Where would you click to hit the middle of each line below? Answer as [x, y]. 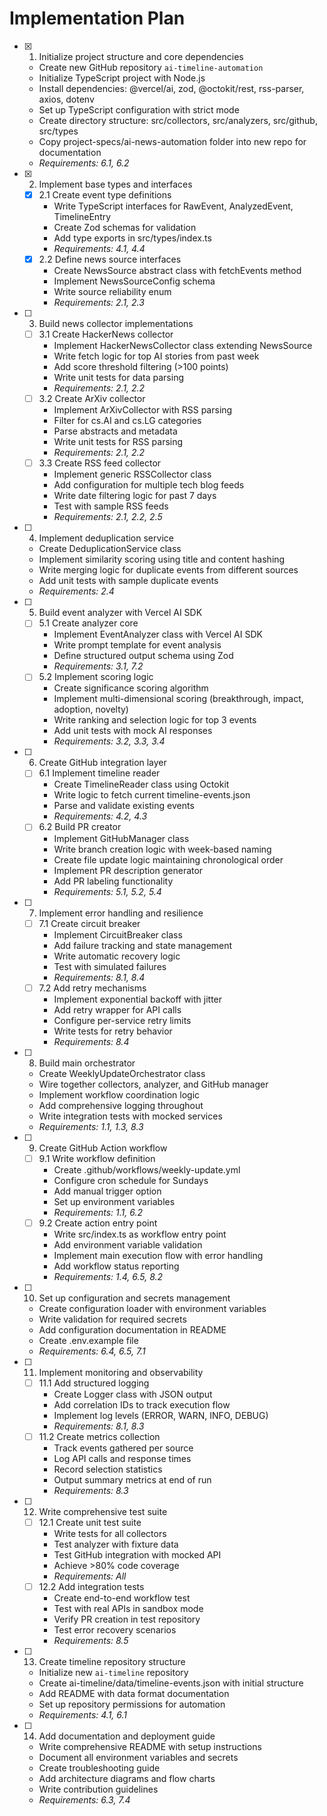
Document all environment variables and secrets [138, 1757]
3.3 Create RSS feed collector [100, 463]
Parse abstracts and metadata [115, 431]
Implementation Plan [97, 18]
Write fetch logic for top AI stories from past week [156, 356]
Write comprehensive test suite [103, 1511]
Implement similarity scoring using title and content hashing [162, 559]
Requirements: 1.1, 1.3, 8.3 [91, 1126]
